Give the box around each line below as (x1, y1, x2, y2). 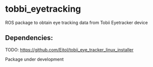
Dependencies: (5, 34, 53, 42)
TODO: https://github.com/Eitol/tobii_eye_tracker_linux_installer (5, 46, 134, 52)
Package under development (5, 56, 64, 62)
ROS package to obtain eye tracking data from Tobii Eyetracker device (5, 20, 148, 25)
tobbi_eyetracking (5, 3, 81, 15)
